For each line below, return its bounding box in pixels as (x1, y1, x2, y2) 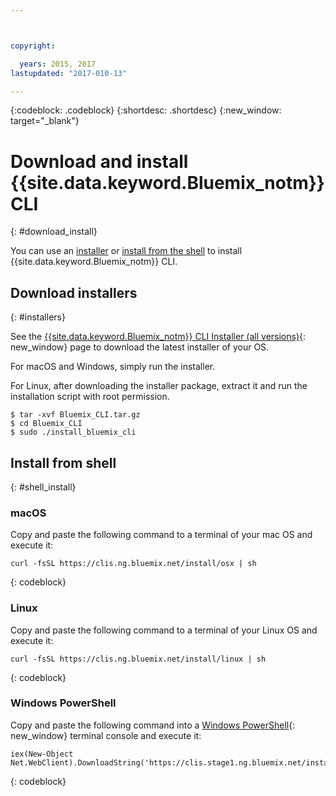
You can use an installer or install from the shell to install (10, 245, 243, 257)
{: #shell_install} (10, 481, 77, 493)
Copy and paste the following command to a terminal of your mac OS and (10, 529, 313, 541)
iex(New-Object (10, 749, 74, 759)
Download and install (10, 150, 189, 173)
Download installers (10, 284, 138, 301)
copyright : (10, 41, 56, 51)
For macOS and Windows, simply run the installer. (10, 361, 216, 373)
